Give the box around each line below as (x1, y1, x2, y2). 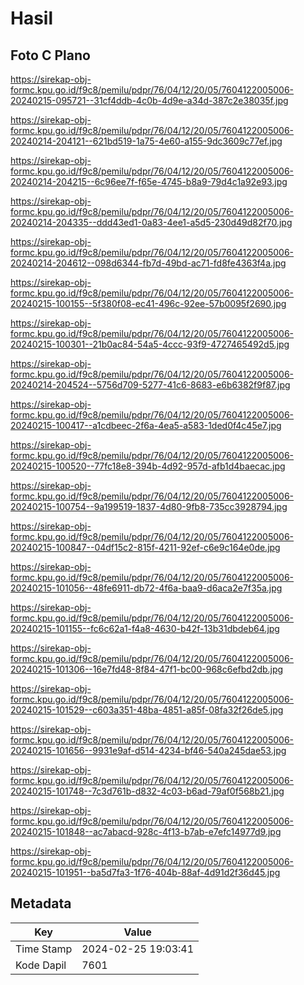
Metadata (10, 895, 72, 912)
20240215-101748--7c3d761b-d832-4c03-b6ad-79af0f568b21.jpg (10, 785, 285, 797)
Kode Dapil (15, 958, 67, 972)
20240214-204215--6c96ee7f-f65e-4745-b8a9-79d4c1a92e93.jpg (10, 176, 288, 187)
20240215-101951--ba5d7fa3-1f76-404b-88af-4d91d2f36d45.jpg (10, 867, 281, 878)
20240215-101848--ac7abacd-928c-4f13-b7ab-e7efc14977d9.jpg (10, 826, 282, 837)
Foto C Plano (10, 47, 91, 64)
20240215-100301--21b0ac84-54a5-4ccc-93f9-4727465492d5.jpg (10, 338, 290, 350)
